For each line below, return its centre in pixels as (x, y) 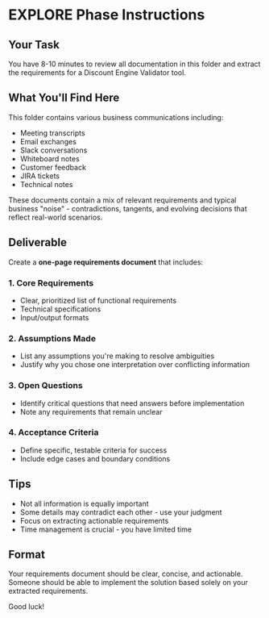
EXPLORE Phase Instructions (107, 15)
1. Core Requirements (51, 282)
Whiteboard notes (50, 158)
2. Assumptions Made (52, 338)
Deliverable (37, 242)
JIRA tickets (40, 176)
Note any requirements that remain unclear (91, 411)
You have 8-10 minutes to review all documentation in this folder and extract (134, 64)
